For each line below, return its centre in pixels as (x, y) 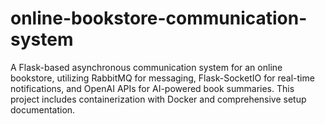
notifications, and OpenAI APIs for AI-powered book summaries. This (152, 88)
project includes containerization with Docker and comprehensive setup (158, 99)
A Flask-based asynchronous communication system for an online (146, 67)
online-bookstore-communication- (159, 18)
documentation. (43, 109)
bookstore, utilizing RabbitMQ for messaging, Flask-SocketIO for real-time (162, 78)
